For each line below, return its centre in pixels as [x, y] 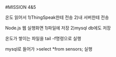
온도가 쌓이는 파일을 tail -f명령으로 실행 [43, 38]
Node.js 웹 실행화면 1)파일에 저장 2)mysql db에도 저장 [58, 28]
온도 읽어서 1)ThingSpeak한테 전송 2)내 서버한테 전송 [57, 17]
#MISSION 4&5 [21, 7]
